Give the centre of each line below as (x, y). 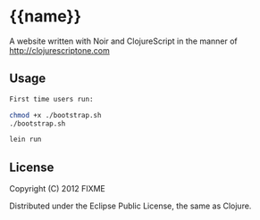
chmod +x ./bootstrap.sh (55, 115)
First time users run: (51, 99)
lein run (25, 140)
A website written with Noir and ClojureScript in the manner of (124, 41)
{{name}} (46, 16)
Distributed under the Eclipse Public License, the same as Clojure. (130, 206)
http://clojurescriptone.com (59, 50)
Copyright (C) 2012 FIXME (57, 189)
